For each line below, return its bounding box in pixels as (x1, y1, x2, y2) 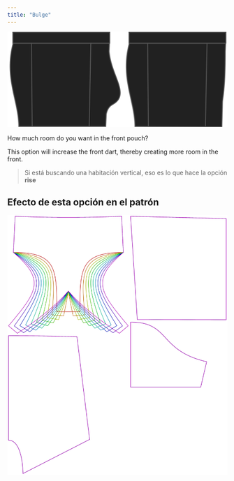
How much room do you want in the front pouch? (7, 134, 149, 142)
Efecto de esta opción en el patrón (7, 196, 159, 208)
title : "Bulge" (7, 11, 52, 18)
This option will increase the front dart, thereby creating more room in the (7, 147, 219, 156)
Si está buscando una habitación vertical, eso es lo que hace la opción (24, 168, 228, 177)
